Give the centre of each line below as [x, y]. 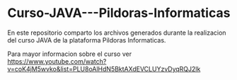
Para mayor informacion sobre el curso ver [70, 54]
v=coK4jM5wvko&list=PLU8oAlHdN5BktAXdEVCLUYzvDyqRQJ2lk [104, 69]
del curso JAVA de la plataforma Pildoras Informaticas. [87, 40]
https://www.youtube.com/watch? [57, 61]
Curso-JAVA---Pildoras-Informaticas [119, 13]
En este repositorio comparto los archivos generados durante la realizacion [117, 33]
